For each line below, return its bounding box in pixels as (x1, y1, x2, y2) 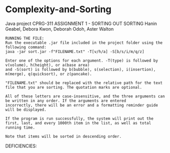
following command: (5, 44, 47, 49)
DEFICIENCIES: (5, 143, 37, 149)
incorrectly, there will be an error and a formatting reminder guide (5, 103, 158, 108)
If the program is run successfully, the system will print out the (5, 116, 154, 121)
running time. (5, 125, 36, 130)
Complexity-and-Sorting (5, 4, 112, 15)
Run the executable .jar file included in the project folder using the (5, 40, 163, 45)
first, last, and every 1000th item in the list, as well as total (5, 120, 152, 125)
